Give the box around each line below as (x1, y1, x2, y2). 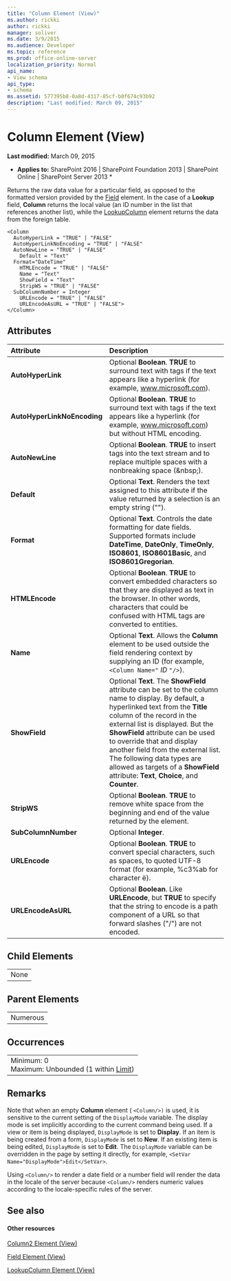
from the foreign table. (7, 215, 71, 223)
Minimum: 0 (10, 1056, 49, 1066)
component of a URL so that (109, 910, 200, 919)
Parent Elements (7, 993, 79, 1005)
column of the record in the (109, 710, 197, 720)
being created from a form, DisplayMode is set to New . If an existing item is (7, 1135, 218, 1143)
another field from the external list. (109, 745, 221, 754)
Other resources (7, 1224, 55, 1232)
